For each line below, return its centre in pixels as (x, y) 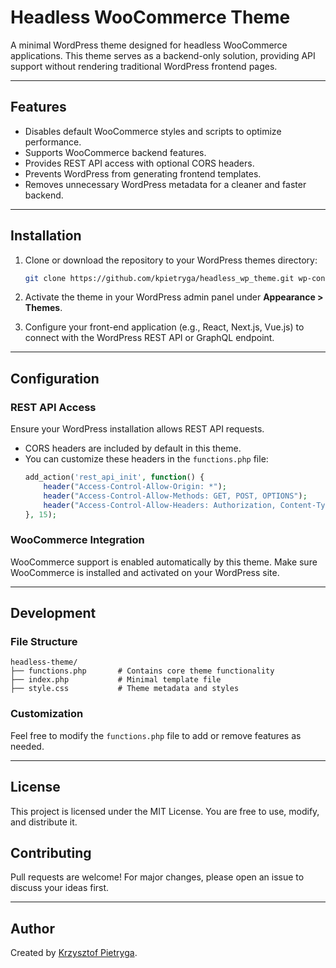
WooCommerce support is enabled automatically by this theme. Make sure (164, 562)
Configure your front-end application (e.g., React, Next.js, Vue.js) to (164, 327)
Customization (47, 714)
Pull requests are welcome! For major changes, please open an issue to (157, 877)
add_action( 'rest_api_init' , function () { (114, 477)
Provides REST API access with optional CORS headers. (139, 163)
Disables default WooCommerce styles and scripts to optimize (153, 131)
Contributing (51, 852)
